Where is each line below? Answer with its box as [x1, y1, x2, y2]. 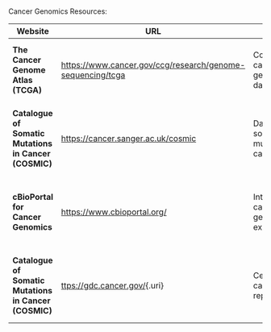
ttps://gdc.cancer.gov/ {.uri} [60, 280, 164, 291]
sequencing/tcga [60, 69, 126, 81]
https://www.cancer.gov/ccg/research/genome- [60, 60, 246, 70]
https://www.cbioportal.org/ [60, 206, 167, 218]
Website [16, 26, 50, 36]
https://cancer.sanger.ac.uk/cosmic [60, 133, 197, 143]
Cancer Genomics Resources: [8, 6, 107, 16]
